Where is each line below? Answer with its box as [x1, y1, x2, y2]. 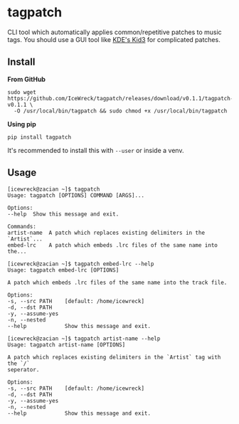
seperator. [7, 366, 40, 373]
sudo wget [7, 88, 37, 96]
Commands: [7, 223, 37, 230]
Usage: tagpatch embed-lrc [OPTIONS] [7, 266, 119, 274]
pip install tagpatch [7, 133, 72, 141]
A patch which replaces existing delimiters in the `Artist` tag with [7, 354, 221, 361]
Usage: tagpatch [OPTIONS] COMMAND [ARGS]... [7, 191, 144, 199]
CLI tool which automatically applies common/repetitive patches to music [7, 28, 222, 36]
